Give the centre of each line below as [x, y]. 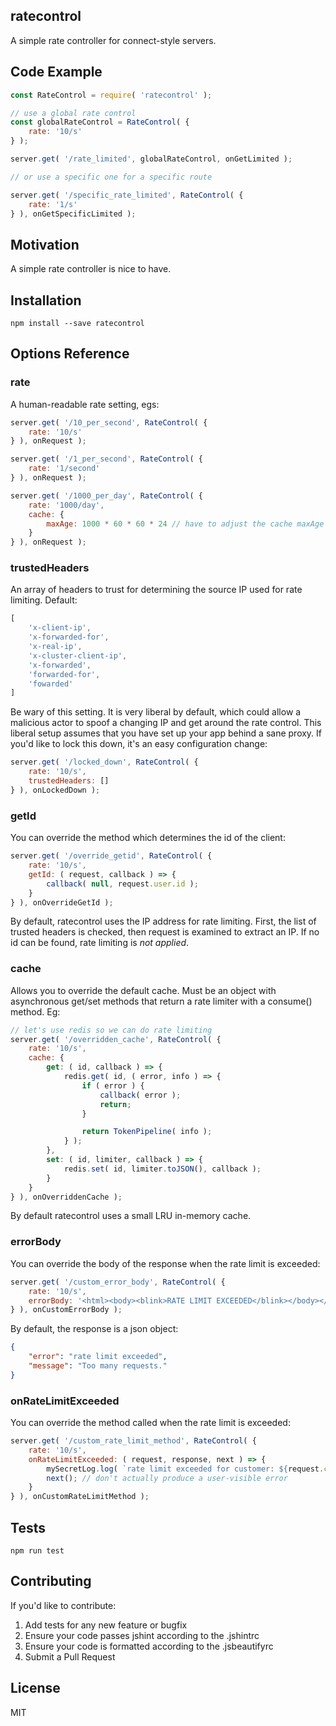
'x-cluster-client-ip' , [78, 655]
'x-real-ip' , [55, 647]
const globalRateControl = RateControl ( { [100, 122]
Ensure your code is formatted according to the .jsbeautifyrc [149, 1646]
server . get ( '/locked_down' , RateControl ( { [104, 762]
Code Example [56, 72]
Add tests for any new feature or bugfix [106, 1625]
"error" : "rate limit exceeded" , [98, 1357]
